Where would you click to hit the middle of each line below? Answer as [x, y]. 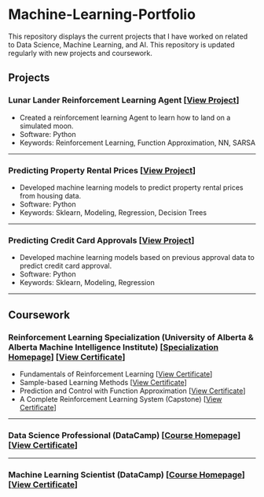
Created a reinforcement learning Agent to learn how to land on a [125, 117]
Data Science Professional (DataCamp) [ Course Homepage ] [125, 435]
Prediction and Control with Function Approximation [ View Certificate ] [132, 391]
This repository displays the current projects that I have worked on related [128, 36]
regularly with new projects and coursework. [81, 53]
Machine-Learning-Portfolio [102, 15]
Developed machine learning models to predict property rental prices [131, 187]
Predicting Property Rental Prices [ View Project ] [102, 170]
